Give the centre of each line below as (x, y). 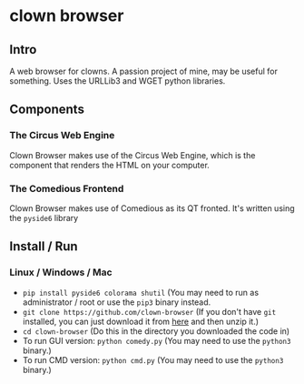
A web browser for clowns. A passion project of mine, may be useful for (144, 71)
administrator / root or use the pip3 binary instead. (117, 302)
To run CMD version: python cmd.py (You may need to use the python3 (153, 359)
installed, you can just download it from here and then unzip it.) (141, 321)
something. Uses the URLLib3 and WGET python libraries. (118, 81)
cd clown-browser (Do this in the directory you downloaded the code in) (156, 331)
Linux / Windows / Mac (61, 272)
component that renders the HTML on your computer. (110, 165)
